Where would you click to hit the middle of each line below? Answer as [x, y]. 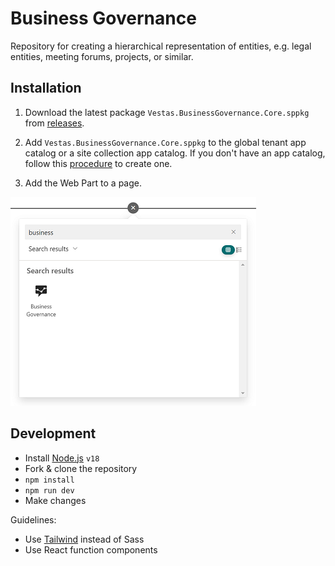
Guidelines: [33, 519]
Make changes [55, 500]
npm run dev [49, 490]
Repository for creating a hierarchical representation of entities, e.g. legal [161, 46]
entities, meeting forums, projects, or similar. [102, 56]
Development [53, 433]
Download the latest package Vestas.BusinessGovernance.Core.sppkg [167, 112]
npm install [49, 480]
